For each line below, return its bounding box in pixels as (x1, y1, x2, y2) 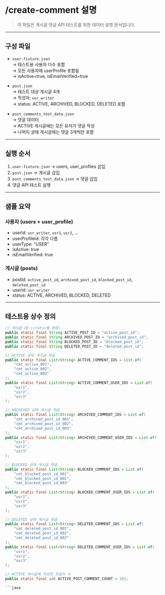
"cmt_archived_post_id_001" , (14, 417, 74, 422)
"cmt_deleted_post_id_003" (14, 535, 69, 540)
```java (5, 585, 21, 590)
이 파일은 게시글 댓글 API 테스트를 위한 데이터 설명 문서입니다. (17, 22, 136, 28)
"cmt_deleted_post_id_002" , (14, 531, 71, 536)
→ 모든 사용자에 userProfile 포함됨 (12, 68, 80, 73)
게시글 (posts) (5, 265, 38, 272)
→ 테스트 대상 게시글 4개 (12, 88, 60, 94)
